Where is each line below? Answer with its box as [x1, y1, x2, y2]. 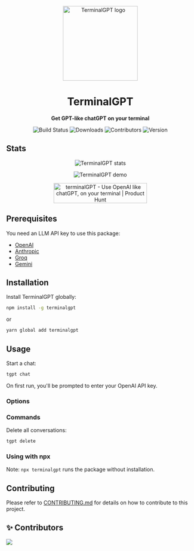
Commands [6, 413, 41, 421]
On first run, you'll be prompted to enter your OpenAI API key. [6, 382, 158, 389]
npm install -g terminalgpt [6, 305, 76, 311]
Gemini [14, 260, 33, 267]
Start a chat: [6, 359, 37, 367]
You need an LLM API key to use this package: [6, 229, 121, 237]
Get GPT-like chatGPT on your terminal [51, 114, 150, 122]
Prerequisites [6, 214, 57, 224]
